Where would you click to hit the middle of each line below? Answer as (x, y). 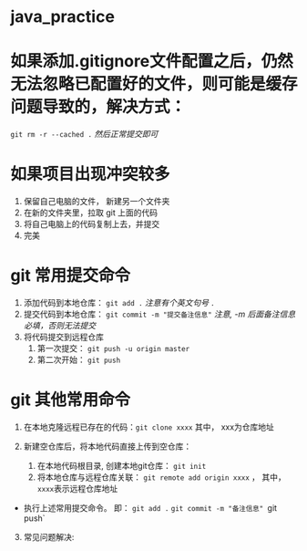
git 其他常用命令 (71, 400)
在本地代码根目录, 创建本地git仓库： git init (122, 465)
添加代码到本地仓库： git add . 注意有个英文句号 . (119, 302)
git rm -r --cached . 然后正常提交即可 (84, 134)
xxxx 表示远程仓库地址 (77, 488)
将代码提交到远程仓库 (63, 337)
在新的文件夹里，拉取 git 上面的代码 (91, 213)
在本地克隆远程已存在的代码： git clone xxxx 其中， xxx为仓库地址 (148, 427)
